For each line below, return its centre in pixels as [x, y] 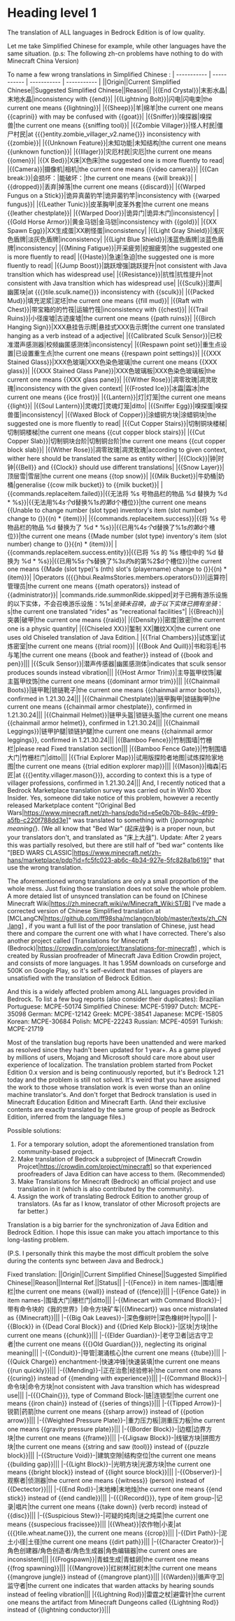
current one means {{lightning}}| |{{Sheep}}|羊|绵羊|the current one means [115, 107]
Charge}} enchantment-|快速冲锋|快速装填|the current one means [125, 1361]
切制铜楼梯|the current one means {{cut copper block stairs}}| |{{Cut [106, 432]
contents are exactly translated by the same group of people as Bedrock [111, 1109]
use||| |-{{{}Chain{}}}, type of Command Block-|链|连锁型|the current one [113, 1395]
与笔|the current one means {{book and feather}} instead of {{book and [110, 654]
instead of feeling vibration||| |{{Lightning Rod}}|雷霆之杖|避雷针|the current [116, 1594]
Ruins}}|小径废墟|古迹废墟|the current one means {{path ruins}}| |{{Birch [112, 318]
